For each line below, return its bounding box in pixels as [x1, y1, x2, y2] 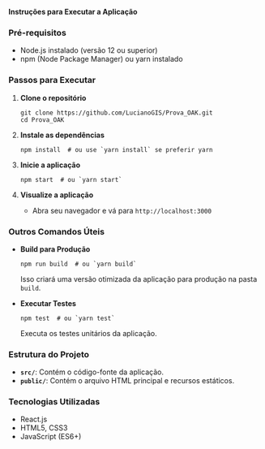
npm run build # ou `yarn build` [19, 260, 137, 268]
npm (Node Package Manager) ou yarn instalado [19, 54, 184, 64]
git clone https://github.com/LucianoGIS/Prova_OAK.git [19, 109, 213, 117]
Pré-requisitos [8, 27, 66, 38]
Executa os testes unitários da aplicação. [19, 328, 158, 338]
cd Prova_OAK [19, 115, 65, 124]
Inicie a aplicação [19, 160, 81, 170]
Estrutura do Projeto [8, 348, 90, 360]
